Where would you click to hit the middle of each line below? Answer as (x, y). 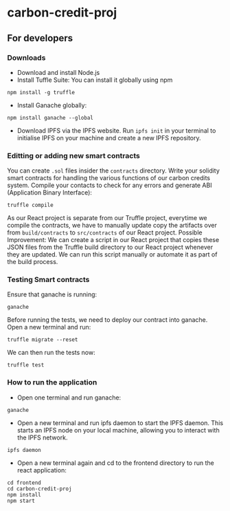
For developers (40, 38)
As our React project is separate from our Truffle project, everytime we (107, 218)
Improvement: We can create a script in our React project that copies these (113, 240)
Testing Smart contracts (48, 280)
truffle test (26, 365)
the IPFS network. (42, 437)
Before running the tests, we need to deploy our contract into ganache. (107, 320)
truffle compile (30, 205)
